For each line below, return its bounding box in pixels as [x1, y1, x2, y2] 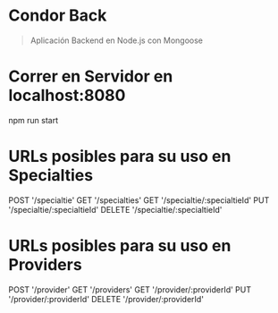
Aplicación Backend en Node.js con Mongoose [29, 35, 203, 46]
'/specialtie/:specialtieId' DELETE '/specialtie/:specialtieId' [8, 204, 223, 215]
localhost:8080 [8, 86, 126, 106]
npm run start [8, 114, 59, 125]
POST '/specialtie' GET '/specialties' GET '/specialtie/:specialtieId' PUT [8, 194, 270, 206]
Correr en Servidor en [8, 66, 173, 87]
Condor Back [8, 5, 107, 26]
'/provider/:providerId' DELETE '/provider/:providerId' [8, 293, 205, 304]
